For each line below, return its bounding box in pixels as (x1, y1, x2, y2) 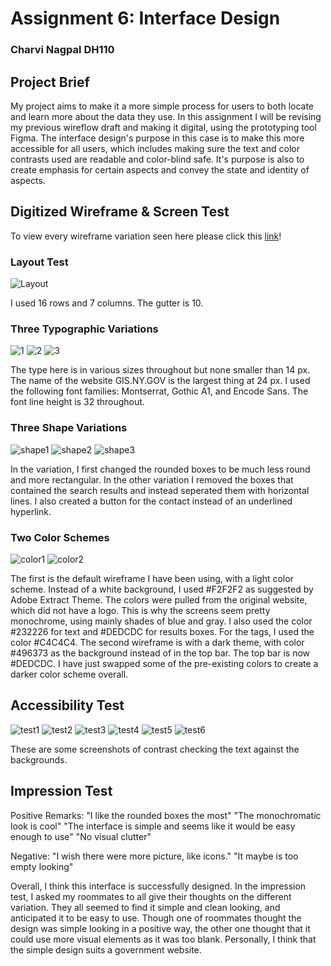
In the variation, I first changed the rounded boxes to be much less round (10, 463, 311, 475)
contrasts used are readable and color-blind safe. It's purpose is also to (10, 153, 305, 165)
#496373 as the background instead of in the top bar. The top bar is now (10, 647, 311, 659)
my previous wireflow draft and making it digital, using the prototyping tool (10, 121, 317, 133)
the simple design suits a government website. (10, 943, 202, 956)
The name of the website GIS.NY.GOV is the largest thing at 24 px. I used (10, 375, 311, 387)
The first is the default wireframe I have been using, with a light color (10, 572, 294, 584)
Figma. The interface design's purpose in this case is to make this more (10, 132, 305, 144)
